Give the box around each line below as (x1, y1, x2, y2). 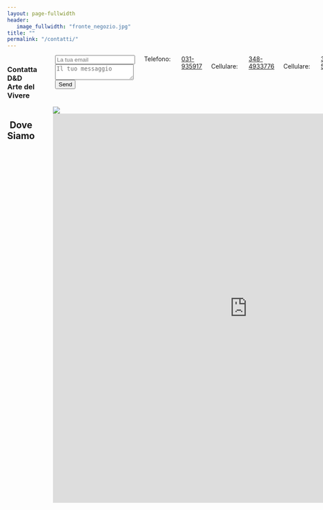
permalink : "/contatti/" (7, 36, 79, 43)
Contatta (7, 65, 38, 75)
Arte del (7, 82, 35, 92)
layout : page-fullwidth (7, 10, 76, 17)
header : (7, 17, 30, 24)
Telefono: (144, 55, 171, 63)
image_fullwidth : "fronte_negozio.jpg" (16, 23, 131, 30)
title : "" (7, 29, 36, 37)
